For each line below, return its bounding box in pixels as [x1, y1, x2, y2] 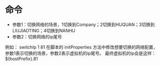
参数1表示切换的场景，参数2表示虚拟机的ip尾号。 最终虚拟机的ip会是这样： [5, 50, 157, 56]
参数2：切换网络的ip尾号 [12, 34, 63, 40]
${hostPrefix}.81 [5, 56, 38, 62]
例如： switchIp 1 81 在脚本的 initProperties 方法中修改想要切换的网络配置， [5, 44, 158, 50]
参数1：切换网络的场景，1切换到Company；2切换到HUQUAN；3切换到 [12, 22, 155, 27]
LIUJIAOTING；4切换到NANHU [12, 27, 75, 33]
